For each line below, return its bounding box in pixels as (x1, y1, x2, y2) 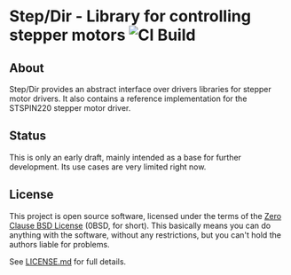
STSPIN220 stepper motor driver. (9, 103, 131, 113)
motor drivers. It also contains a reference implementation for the (9, 93, 248, 104)
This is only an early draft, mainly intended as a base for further (9, 152, 242, 162)
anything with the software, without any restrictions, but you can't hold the (9, 229, 282, 240)
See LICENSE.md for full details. (9, 255, 127, 267)
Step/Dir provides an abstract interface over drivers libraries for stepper (9, 84, 272, 94)
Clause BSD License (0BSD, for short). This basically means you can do (9, 220, 271, 231)
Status (9, 129, 47, 144)
